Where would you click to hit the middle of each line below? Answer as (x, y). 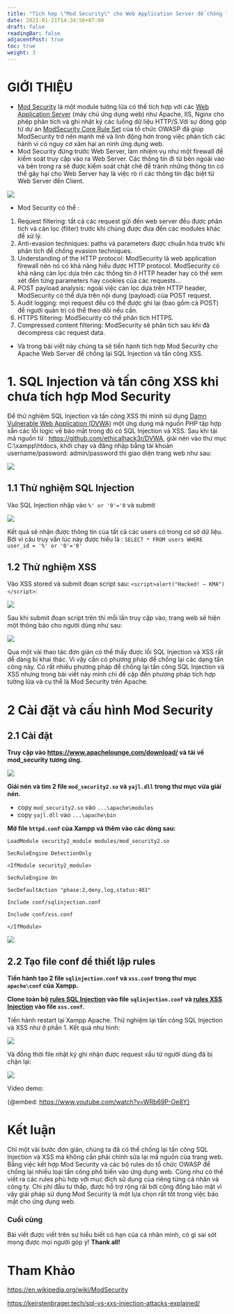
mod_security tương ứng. (45, 760)
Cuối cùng (25, 1220)
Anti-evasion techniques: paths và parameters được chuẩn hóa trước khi (121, 243)
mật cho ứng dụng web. (41, 1201)
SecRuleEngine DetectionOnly (49, 853)
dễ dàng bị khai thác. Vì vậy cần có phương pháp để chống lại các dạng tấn (116, 659)
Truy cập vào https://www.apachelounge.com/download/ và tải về (106, 753)
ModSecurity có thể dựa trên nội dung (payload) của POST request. (114, 295)
